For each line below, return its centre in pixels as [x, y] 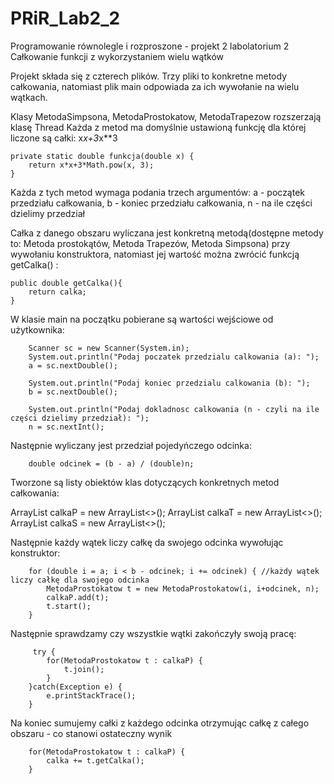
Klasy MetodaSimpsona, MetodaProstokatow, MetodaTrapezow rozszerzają [166, 116]
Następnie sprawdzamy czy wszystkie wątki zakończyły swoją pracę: [153, 633]
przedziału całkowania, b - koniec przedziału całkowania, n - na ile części [161, 203]
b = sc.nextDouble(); [73, 392]
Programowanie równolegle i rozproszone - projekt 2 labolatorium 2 [150, 46]
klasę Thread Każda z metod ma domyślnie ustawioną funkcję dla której [158, 127]
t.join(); [84, 669]
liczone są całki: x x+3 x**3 [64, 138]
